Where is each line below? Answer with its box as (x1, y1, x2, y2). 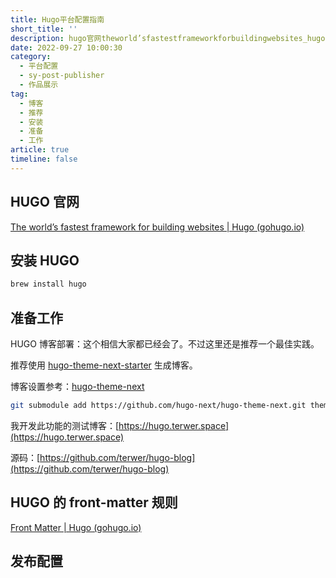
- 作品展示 (19, 80, 59, 90)
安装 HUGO (10, 252, 80, 269)
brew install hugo (10, 279, 87, 290)
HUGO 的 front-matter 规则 (10, 494, 178, 511)
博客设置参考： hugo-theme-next (10, 381, 145, 393)
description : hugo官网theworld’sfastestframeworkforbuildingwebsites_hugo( (10, 33, 330, 43)
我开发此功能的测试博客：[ (10, 419, 120, 431)
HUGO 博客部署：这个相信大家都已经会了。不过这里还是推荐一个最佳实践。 (10, 338, 320, 350)
